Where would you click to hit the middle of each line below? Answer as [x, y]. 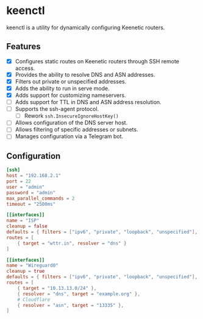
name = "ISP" [23, 221]
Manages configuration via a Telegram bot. [69, 136]
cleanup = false [27, 226]
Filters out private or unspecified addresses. [71, 81]
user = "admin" [26, 187]
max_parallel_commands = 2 [41, 198]
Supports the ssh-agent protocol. [57, 109]
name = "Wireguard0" [33, 265]
